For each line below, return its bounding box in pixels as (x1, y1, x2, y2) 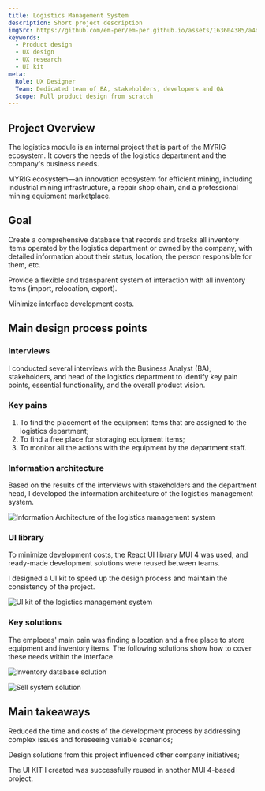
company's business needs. (8, 159, 100, 169)
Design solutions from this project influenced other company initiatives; (8, 750, 241, 759)
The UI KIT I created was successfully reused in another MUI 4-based (8, 765, 235, 774)
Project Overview (8, 121, 95, 135)
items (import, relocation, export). (8, 283, 118, 293)
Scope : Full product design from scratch (15, 92, 154, 100)
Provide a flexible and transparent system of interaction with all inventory (8, 275, 246, 285)
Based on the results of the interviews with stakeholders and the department (8, 480, 257, 490)
